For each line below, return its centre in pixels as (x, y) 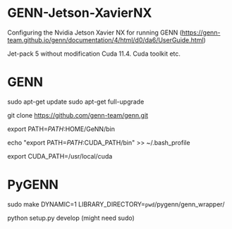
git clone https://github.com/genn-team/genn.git (78, 115)
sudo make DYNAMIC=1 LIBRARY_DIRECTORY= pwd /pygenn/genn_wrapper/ (116, 204)
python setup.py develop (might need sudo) (71, 218)
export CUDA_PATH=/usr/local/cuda (60, 156)
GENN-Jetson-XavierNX (80, 13)
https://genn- (201, 32)
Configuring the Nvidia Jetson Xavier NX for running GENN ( (94, 32)
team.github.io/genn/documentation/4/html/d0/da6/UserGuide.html (105, 39)
